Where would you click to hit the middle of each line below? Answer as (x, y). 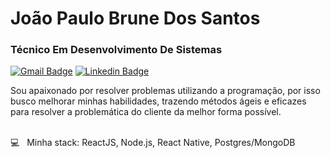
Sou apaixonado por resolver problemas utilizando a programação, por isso (165, 91)
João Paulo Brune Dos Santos (135, 18)
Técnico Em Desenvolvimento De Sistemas (116, 50)
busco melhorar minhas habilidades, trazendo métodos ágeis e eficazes (158, 101)
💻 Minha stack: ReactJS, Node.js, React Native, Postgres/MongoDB (153, 143)
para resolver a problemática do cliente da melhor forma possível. (146, 112)
